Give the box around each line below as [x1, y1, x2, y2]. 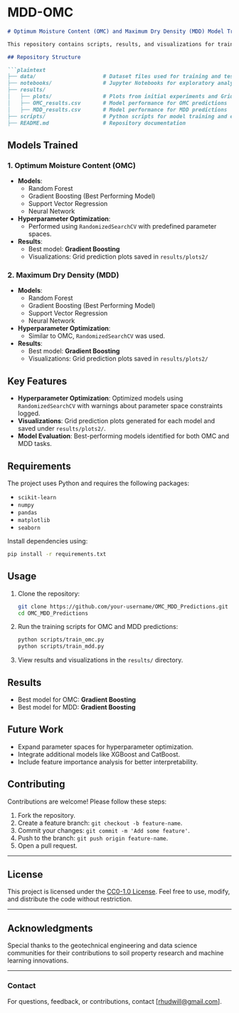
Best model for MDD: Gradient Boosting [17, 703, 136, 712]
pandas [17, 509, 38, 516]
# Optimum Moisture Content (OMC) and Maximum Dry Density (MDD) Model [7, 28, 224, 35]
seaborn [17, 524, 41, 531]
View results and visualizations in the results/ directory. [17, 656, 184, 665]
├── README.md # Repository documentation [7, 119, 186, 127]
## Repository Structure [7, 53, 81, 61]
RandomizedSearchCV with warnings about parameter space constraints [17, 402, 223, 410]
